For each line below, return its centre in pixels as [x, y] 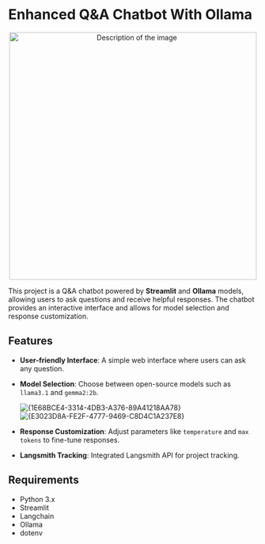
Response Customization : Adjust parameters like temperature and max [134, 431]
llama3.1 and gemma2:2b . [59, 392]
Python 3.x [37, 499]
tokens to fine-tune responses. [70, 439]
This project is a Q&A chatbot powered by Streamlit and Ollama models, [126, 291]
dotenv [31, 533]
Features [30, 341]
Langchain [37, 515]
